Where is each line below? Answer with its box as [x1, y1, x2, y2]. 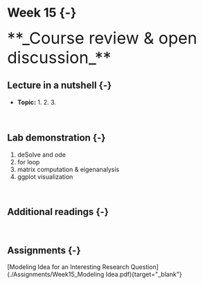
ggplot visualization [17, 172, 73, 181]
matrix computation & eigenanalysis [17, 165, 120, 173]
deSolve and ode [17, 150, 66, 159]
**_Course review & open [7, 28, 197, 48]
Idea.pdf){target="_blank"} [105, 270, 182, 279]
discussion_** [7, 47, 112, 67]
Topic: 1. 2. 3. [17, 98, 57, 106]
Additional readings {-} [7, 206, 109, 218]
